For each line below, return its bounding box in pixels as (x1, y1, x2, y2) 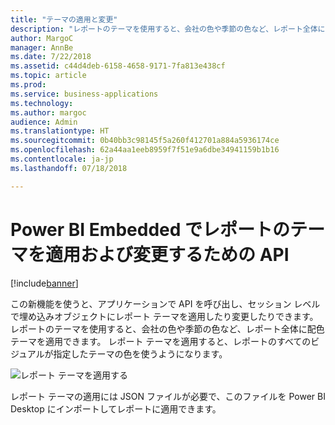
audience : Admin (10, 117, 78, 127)
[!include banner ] (10, 277, 79, 289)
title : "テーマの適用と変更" (10, 14, 118, 25)
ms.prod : (10, 80, 47, 90)
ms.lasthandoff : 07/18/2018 (10, 163, 128, 173)
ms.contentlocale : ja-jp (10, 154, 114, 164)
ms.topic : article (10, 71, 87, 81)
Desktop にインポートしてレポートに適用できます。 (10, 402, 222, 415)
